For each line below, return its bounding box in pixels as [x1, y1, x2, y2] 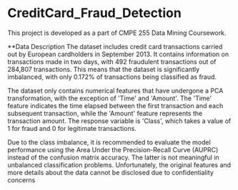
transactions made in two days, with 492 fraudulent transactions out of [7, 57, 217, 65]
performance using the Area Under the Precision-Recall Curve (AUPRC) [7, 145, 219, 154]
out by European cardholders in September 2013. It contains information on [7, 50, 229, 58]
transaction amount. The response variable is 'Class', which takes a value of [7, 116, 232, 125]
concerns [7, 176, 36, 184]
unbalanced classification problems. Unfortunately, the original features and [7, 160, 231, 169]
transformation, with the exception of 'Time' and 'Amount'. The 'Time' [7, 94, 212, 102]
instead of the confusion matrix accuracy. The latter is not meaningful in [7, 153, 219, 162]
